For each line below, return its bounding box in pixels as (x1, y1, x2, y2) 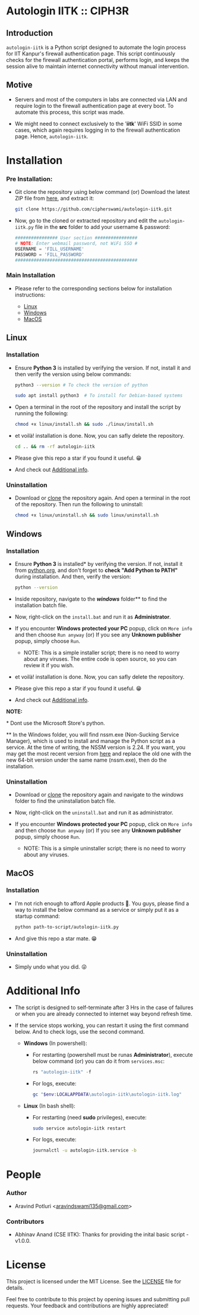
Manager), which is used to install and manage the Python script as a (6, 737, 175, 744)
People (6, 1168, 42, 1181)
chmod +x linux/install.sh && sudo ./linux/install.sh (14, 422, 154, 428)
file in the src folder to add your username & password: (34, 224, 170, 231)
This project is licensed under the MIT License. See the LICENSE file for (6, 1278, 182, 1285)
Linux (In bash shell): (23, 1102, 75, 1109)
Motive (6, 80, 33, 90)
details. (6, 1284, 24, 1292)
